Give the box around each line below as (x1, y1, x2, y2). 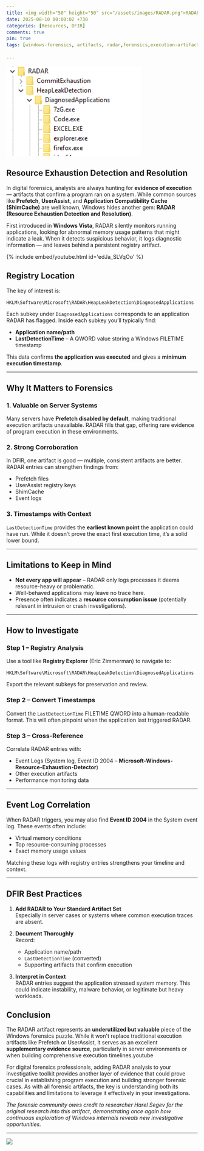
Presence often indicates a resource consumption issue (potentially (15, 596, 187, 603)
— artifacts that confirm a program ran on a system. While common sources (6, 191, 197, 198)
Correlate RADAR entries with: (6, 745, 82, 752)
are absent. (15, 918, 44, 925)
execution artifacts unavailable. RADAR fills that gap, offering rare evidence (6, 421, 194, 429)
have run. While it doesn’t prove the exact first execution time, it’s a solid (6, 530, 188, 537)
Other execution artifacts (15, 770, 78, 777)
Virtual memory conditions (15, 834, 82, 842)
